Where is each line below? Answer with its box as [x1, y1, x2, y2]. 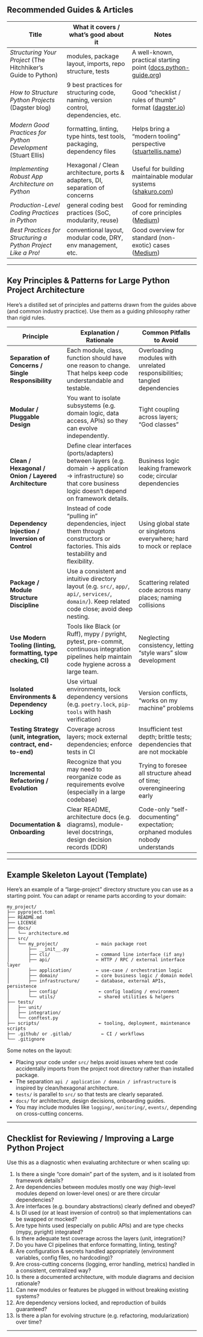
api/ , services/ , [66, 589, 112, 598]
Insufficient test [138, 725, 183, 733]
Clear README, [66, 805, 111, 813]
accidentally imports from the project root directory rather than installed [15, 1065, 194, 1073]
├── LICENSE [7, 920, 37, 926]
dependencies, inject [66, 519, 126, 528]
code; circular [138, 471, 178, 480]
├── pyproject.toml [7, 909, 56, 915]
